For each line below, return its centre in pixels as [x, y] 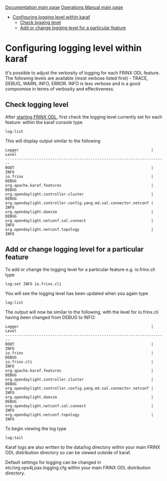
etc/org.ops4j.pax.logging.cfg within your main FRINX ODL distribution [78, 467]
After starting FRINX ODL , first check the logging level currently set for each [84, 117]
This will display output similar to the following [53, 141]
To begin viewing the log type [36, 429]
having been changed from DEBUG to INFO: [51, 317]
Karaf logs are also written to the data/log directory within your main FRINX [83, 447]
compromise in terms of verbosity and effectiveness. [60, 89]
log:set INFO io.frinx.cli [33, 284]
